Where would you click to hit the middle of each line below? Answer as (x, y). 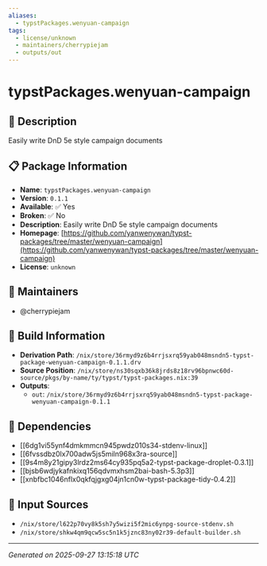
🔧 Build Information (57, 336)
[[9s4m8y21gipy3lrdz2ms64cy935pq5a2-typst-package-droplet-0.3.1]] (137, 463)
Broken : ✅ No (43, 215)
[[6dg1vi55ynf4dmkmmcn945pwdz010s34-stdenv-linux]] (114, 446)
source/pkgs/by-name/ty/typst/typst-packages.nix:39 (109, 378)
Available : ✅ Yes (47, 206)
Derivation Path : (47, 355)
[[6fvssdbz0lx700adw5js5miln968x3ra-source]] (99, 454)
